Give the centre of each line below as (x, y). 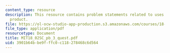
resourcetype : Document (30, 33)
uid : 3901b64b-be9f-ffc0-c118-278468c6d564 (52, 43)
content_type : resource (30, 10)
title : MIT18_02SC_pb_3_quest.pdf (42, 38)
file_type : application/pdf (35, 29)
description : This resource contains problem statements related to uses (85, 15)
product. (19, 19)
